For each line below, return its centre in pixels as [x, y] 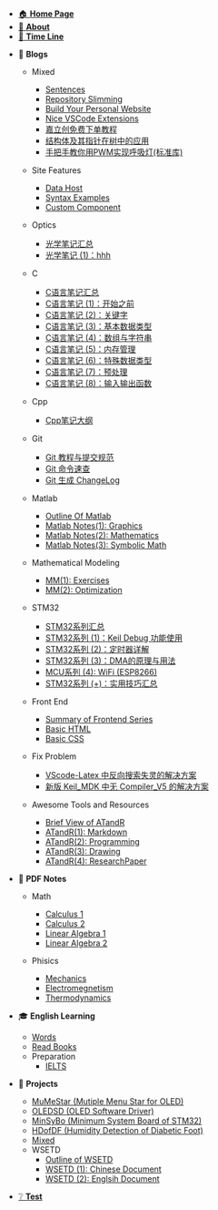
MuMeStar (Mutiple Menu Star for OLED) [108, 1101]
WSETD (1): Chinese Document [103, 1169]
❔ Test [30, 1196]
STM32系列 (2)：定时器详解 [97, 649]
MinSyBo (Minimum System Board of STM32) [117, 1121]
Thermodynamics [78, 998]
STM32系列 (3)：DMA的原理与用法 [110, 661]
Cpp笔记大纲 [69, 420]
